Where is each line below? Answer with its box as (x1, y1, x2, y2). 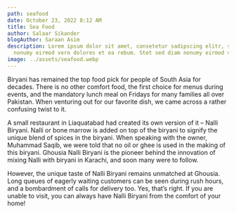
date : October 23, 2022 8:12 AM (7, 17, 102, 24)
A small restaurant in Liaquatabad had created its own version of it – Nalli (7, 118, 218, 127)
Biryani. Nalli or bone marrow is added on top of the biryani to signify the (7, 125, 218, 134)
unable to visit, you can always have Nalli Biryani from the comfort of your (7, 191, 221, 200)
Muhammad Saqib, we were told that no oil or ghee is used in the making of (7, 141, 226, 149)
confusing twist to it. (7, 104, 67, 113)
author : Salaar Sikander (7, 29, 80, 37)
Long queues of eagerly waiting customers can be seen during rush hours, (7, 177, 224, 185)
